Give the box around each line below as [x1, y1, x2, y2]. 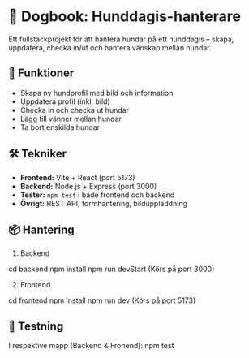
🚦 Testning [8, 319, 64, 333]
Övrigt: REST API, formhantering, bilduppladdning [19, 198, 188, 208]
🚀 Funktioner [8, 67, 75, 80]
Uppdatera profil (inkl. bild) [19, 97, 111, 106]
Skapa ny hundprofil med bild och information [19, 88, 174, 97]
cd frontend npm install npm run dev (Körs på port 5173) [8, 295, 196, 305]
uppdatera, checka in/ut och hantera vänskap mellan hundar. [8, 42, 213, 52]
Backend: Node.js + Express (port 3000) [19, 181, 157, 191]
